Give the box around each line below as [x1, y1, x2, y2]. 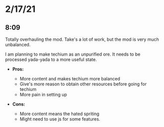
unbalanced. [5, 42, 31, 48]
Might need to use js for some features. [19, 116, 101, 122]
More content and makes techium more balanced [19, 76, 120, 81]
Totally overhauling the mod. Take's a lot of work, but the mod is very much [5, 36, 160, 42]
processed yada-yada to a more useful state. [5, 57, 97, 63]
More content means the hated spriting [19, 111, 100, 117]
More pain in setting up [19, 92, 67, 97]
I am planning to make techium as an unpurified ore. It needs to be [5, 51, 141, 57]
